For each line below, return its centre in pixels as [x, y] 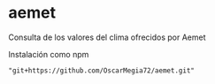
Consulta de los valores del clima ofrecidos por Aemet [107, 37]
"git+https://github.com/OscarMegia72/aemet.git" [102, 70]
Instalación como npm [49, 54]
